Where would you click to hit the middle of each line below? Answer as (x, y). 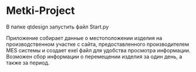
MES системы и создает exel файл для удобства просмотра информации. (98, 50)
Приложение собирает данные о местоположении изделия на (84, 38)
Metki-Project (40, 11)
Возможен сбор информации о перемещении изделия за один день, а (94, 56)
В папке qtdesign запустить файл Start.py (58, 27)
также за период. (28, 63)
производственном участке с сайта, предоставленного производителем (98, 44)
